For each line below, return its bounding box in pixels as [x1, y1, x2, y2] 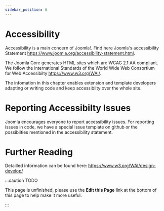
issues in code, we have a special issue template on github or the [5, 124, 138, 130]
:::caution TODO [5, 177, 38, 183]
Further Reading [5, 146, 73, 158]
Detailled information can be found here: [5, 163, 87, 169]
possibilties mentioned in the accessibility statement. [5, 129, 113, 135]
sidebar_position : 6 [5, 7, 48, 12]
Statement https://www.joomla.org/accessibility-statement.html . [5, 50, 135, 56]
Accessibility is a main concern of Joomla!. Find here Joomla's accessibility [5, 45, 159, 51]
